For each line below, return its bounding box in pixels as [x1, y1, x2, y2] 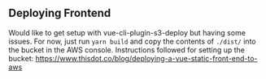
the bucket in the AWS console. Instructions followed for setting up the [8, 44, 246, 55]
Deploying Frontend [8, 6, 111, 20]
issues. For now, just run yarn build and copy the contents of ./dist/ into [8, 36, 256, 46]
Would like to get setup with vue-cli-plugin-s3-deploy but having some [8, 27, 246, 37]
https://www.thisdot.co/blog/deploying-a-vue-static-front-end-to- [35, 53, 258, 63]
